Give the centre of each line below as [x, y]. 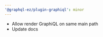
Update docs [25, 29]
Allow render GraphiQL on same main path [55, 24]
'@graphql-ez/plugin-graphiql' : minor [44, 10]
